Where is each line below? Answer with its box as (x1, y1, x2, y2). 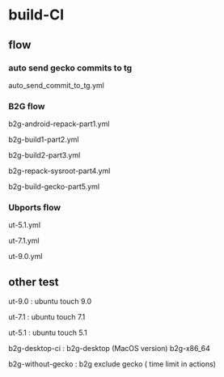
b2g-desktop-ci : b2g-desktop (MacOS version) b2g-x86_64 (8, 344, 210, 354)
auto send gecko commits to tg (8, 62, 133, 74)
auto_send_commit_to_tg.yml (8, 80, 105, 90)
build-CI (8, 6, 65, 24)
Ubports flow (8, 202, 61, 214)
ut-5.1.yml (8, 220, 41, 230)
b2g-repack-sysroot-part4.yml (8, 166, 111, 176)
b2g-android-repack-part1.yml (8, 119, 110, 129)
